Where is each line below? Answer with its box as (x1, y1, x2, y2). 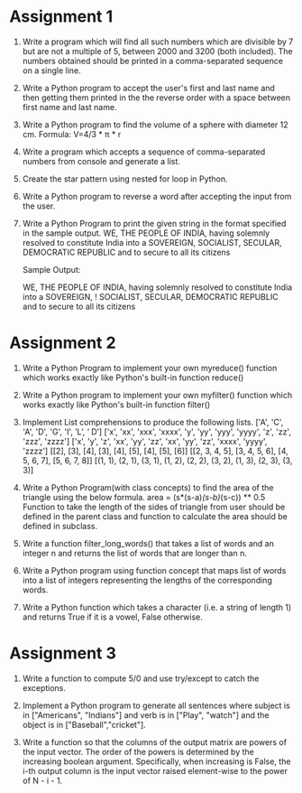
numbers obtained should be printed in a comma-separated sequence (22, 55, 284, 66)
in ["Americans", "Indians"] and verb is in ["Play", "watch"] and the (22, 709, 270, 720)
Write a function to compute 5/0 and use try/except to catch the (22, 673, 260, 684)
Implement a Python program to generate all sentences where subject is (22, 700, 290, 711)
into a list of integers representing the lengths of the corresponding (22, 574, 272, 585)
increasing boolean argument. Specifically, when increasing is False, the (22, 756, 291, 767)
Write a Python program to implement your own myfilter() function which (22, 389, 293, 400)
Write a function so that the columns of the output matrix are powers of (22, 736, 287, 747)
